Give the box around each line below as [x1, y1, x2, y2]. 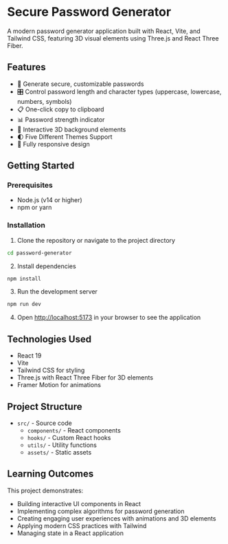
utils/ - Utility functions [27, 441, 98, 449]
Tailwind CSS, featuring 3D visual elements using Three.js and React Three [7, 34, 219, 42]
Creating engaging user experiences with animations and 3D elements [16, 514, 216, 523]
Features [7, 61, 46, 73]
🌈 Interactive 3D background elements [16, 125, 126, 133]
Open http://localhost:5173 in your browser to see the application [16, 314, 201, 322]
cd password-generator [7, 249, 72, 257]
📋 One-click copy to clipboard [16, 105, 104, 113]
